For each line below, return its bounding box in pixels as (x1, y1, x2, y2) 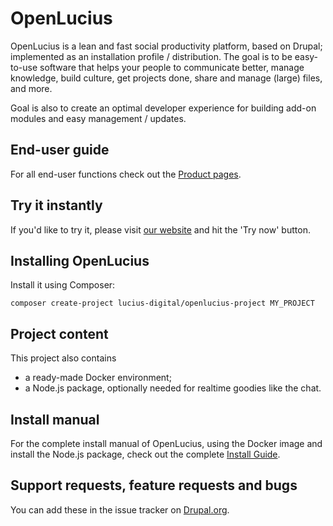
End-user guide (10, 142, 110, 159)
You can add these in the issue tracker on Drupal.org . (10, 503, 230, 516)
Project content (10, 325, 109, 342)
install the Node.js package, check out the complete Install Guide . (10, 448, 281, 460)
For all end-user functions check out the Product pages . (10, 168, 242, 180)
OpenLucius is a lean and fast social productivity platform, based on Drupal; (10, 40, 323, 52)
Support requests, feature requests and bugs (10, 477, 298, 494)
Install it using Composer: (10, 279, 116, 291)
